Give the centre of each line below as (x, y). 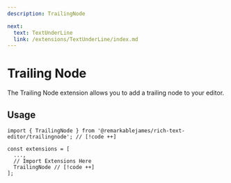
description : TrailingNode (46, 14)
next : (15, 26)
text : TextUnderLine (43, 33)
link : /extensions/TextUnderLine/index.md (76, 39)
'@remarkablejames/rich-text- (141, 131)
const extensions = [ (39, 149)
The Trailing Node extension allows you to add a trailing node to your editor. (116, 93)
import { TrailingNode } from (51, 131)
